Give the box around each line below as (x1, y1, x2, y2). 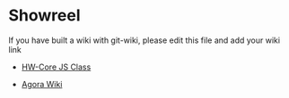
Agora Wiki (21, 78, 63, 89)
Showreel (8, 5, 82, 26)
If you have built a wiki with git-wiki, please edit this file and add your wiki (8, 35, 280, 45)
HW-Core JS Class (21, 61, 92, 72)
